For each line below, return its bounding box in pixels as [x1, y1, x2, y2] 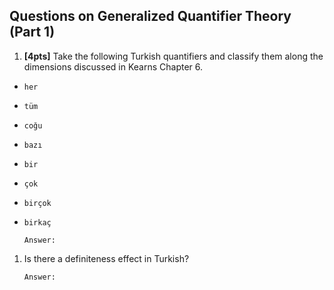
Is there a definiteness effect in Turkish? [23, 252, 190, 264]
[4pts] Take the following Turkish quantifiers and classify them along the [23, 50, 324, 62]
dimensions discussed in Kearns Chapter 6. [23, 60, 204, 73]
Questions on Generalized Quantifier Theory [9, 8, 292, 25]
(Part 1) [9, 24, 56, 41]
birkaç [23, 217, 52, 228]
